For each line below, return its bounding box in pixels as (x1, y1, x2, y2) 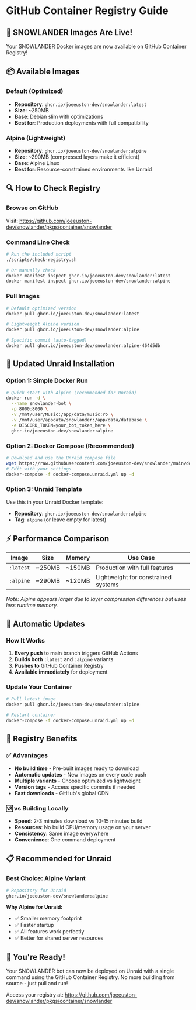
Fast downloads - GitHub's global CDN (14, 789, 109, 796)
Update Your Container (6, 683, 73, 691)
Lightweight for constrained (96, 573, 172, 582)
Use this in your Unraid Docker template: (6, 499, 104, 506)
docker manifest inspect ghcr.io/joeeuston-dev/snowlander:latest (6, 273, 171, 279)
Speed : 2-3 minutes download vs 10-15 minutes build (14, 817, 143, 825)
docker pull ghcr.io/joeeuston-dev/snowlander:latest (6, 311, 140, 317)
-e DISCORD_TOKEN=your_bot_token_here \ (11, 422, 111, 428)
